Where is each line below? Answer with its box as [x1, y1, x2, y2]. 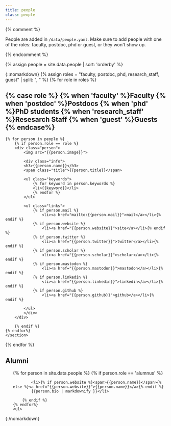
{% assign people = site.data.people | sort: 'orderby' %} [5, 61, 124, 67]
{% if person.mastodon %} [32, 261, 88, 267]
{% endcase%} [5, 123, 55, 131]
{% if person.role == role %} [14, 141, 79, 146]
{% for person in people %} [5, 137, 65, 142]
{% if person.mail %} [32, 208, 79, 213]
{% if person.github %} [32, 288, 83, 294]
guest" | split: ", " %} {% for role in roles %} [5, 76, 97, 83]
